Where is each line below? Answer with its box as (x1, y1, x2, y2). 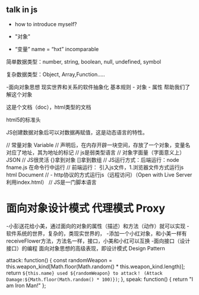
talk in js (6, 5, 38, 15)
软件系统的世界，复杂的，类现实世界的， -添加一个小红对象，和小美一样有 (6, 230, 187, 237)
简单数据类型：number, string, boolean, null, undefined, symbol (6, 58, 162, 65)
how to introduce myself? (14, 20, 77, 27)
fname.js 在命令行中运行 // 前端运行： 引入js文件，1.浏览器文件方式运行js (6, 164, 184, 171)
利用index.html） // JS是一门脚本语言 (6, 178, 97, 186)
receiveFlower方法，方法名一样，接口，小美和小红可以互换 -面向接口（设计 (6, 237, 191, 244)
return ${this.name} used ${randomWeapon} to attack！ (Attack (6, 269, 163, 276)
